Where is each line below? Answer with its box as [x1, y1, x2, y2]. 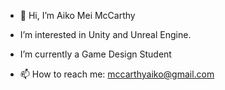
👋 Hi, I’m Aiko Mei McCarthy [19, 10, 136, 21]
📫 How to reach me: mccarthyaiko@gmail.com [19, 68, 215, 80]
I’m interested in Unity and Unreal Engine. [19, 29, 192, 40]
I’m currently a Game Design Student [19, 48, 172, 60]
